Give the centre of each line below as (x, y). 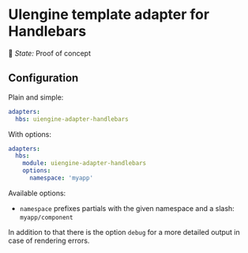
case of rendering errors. (49, 240)
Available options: (37, 193)
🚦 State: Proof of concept (50, 53)
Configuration (43, 78)
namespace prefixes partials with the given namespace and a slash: (127, 208)
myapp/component (46, 217)
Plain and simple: (36, 97)
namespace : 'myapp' (61, 178)
